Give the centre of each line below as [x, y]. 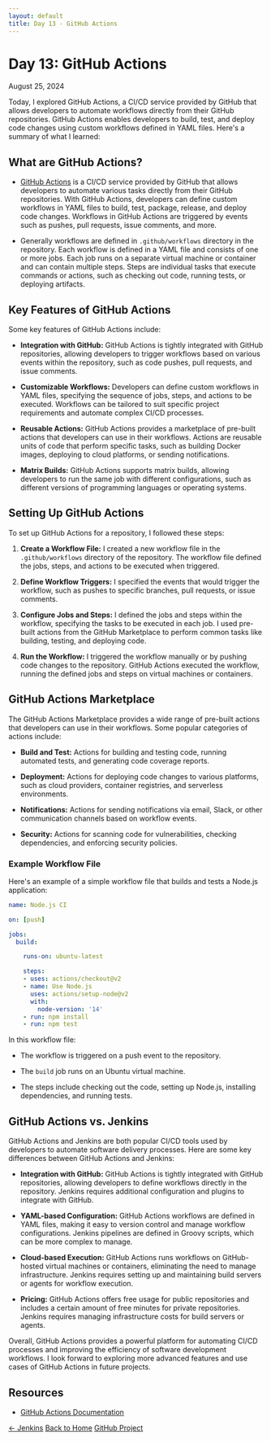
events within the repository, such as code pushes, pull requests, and [136, 362]
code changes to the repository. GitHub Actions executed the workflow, [140, 665]
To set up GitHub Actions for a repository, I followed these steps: [116, 532]
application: [28, 890]
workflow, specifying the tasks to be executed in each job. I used [129, 623]
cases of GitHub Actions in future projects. [80, 1367]
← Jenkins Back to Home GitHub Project [76, 1428]
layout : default [36, 16]
